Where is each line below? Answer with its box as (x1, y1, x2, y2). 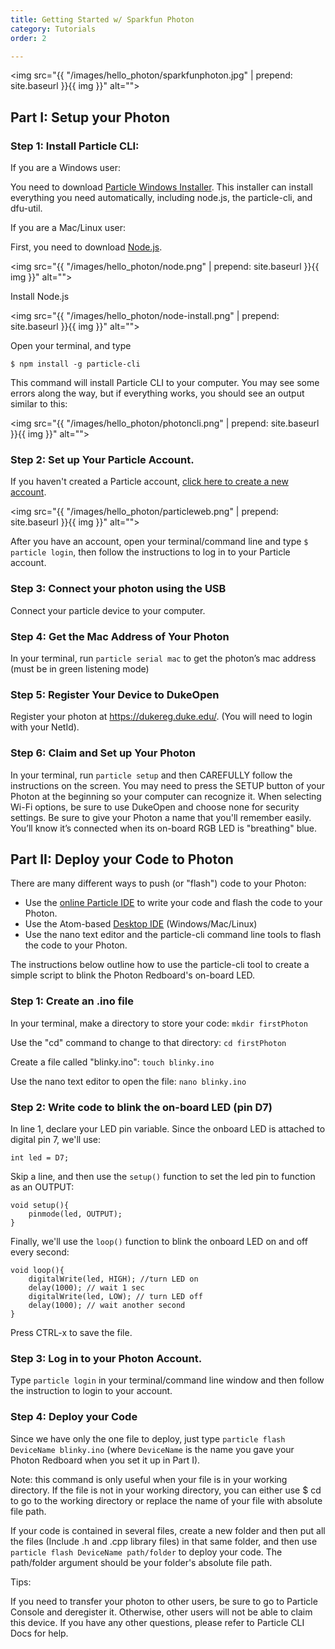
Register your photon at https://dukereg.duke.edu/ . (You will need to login (10, 711, 313, 723)
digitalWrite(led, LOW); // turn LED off (28, 1291, 203, 1301)
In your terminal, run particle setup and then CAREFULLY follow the (10, 769, 293, 781)
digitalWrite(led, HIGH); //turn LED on (28, 1274, 199, 1284)
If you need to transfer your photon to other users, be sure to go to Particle (10, 1595, 318, 1607)
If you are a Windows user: (10, 162, 121, 174)
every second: (10, 1246, 70, 1258)
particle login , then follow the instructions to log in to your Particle (10, 546, 291, 558)
